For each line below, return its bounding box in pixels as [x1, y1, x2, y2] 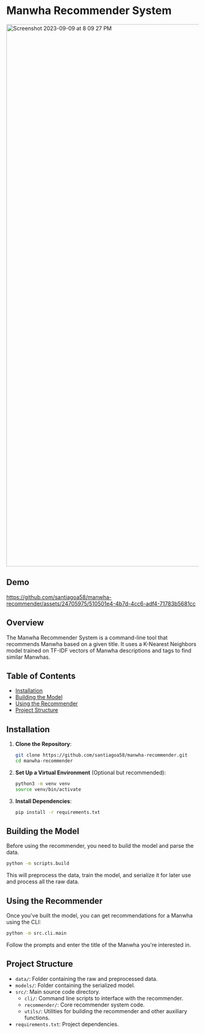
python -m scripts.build [6, 861, 70, 867]
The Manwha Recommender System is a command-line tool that [6, 634, 168, 641]
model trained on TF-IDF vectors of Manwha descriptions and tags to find [6, 647, 192, 654]
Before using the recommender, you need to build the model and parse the [6, 842, 194, 850]
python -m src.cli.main [6, 930, 67, 936]
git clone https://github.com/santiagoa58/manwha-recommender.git [15, 752, 188, 758]
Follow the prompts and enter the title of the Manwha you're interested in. [6, 941, 191, 949]
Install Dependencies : [15, 797, 72, 805]
